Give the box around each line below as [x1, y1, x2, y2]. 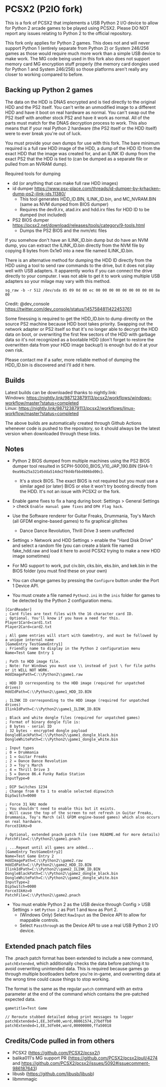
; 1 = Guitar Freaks [5, 754, 48, 760]
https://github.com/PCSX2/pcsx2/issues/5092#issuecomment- [21, 1060, 150, 1066]
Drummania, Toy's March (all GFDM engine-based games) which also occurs [5, 815, 161, 820]
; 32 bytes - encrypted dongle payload [5, 728, 87, 733]
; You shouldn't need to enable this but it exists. [5, 806, 116, 812]
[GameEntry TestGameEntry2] [5, 850, 63, 855]
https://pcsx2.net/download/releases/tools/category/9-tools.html [12, 222, 145, 228]
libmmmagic [12, 1076, 38, 1082]
